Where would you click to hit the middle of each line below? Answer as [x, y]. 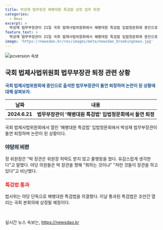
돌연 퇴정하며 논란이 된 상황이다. [36, 133]
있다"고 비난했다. [21, 171]
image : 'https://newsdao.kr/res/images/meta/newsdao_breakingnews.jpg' [79, 42]
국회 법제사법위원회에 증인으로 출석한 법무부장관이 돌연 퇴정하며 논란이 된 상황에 [80, 85]
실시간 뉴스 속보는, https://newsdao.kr [42, 222]
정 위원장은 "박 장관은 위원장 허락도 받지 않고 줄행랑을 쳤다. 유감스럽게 [72, 159]
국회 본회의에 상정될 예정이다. [42, 203]
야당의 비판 [17, 147]
